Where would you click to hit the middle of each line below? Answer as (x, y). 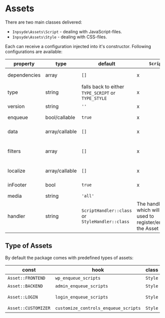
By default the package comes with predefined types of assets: (69, 258)
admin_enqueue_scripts (82, 286)
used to (145, 216)
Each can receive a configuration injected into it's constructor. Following (78, 46)
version (16, 106)
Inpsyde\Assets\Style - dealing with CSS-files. (59, 37)
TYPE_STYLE (94, 98)
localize (16, 171)
